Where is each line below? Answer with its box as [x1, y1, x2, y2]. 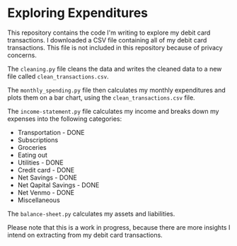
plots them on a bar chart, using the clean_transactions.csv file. [7, 93, 196, 102]
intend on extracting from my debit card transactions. [7, 230, 163, 239]
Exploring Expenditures [7, 5, 149, 21]
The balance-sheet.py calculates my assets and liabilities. [7, 209, 175, 218]
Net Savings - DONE [17, 173, 78, 182]
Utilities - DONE [17, 158, 64, 167]
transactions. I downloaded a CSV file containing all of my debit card [7, 35, 207, 44]
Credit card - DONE [17, 165, 75, 174]
